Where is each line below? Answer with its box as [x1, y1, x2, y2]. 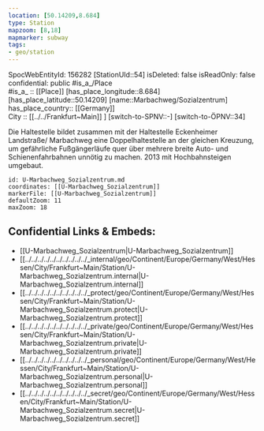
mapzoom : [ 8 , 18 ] [8, 26, 61, 34]
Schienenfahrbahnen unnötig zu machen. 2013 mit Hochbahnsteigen [8, 152, 232, 162]
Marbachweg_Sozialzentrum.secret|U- [19, 405, 146, 414]
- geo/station [8, 48, 55, 56]
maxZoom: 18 [8, 204, 47, 212]
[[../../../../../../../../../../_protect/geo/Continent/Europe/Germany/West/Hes [19, 287, 255, 297]
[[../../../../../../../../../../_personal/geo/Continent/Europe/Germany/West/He [19, 354, 256, 364]
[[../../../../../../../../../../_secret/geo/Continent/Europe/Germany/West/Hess [19, 388, 255, 398]
